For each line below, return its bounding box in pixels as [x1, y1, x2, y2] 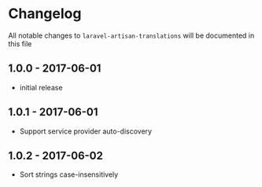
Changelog [8, 5, 82, 23]
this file [8, 38, 32, 48]
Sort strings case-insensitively [19, 170, 119, 179]
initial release [19, 82, 63, 92]
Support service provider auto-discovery [19, 126, 152, 136]
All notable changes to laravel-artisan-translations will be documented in [8, 31, 255, 40]
